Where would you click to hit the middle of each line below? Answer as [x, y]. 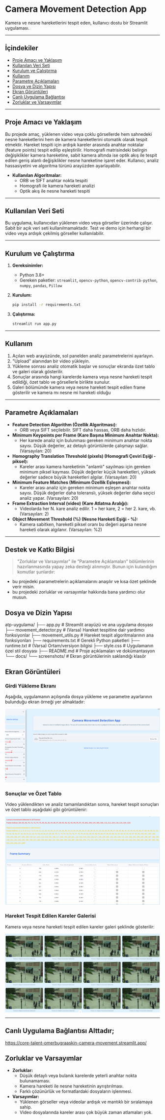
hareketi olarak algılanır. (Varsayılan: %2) [61, 529]
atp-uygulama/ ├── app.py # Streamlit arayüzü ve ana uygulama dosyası [79, 625]
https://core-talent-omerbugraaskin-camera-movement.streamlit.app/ [76, 1042]
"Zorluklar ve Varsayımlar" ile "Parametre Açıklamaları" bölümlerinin [86, 561]
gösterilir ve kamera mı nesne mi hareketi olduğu [61, 392]
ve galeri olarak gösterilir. [38, 371]
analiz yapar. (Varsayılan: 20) [49, 498]
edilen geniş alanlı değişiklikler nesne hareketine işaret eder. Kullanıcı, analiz [82, 160]
